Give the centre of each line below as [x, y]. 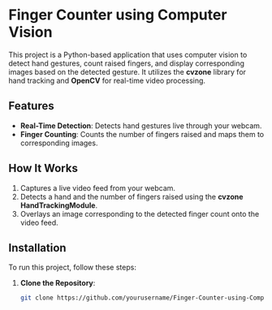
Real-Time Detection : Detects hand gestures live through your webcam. [141, 125]
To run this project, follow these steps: [72, 267]
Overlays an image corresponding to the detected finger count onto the [140, 213]
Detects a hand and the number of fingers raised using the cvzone [132, 196]
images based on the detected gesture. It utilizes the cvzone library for [127, 71]
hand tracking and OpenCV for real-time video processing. [107, 80]
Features [31, 106]
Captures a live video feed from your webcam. [98, 187]
